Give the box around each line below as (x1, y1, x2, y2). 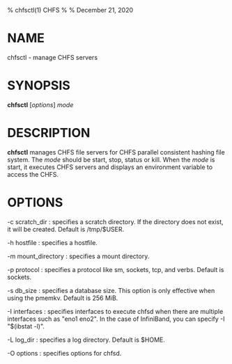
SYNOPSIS (7, 78, 71, 93)
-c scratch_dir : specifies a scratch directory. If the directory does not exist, (7, 217, 224, 225)
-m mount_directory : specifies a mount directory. (7, 252, 150, 260)
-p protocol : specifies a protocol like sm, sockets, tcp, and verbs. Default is (7, 265, 224, 274)
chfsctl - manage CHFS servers (7, 53, 98, 61)
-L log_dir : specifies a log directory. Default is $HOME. (7, 335, 165, 344)
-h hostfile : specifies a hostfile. (7, 238, 98, 246)
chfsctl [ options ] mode (7, 100, 74, 109)
